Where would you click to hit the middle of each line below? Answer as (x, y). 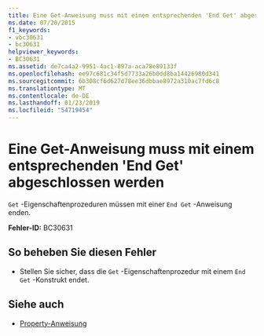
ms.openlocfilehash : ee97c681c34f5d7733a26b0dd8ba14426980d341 (114, 74)
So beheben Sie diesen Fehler (82, 252)
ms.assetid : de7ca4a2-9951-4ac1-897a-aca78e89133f (93, 67)
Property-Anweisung (53, 323)
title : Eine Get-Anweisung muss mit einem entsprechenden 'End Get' (123, 15)
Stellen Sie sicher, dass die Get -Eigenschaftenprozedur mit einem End (132, 271)
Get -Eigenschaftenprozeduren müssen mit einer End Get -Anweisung (120, 204)
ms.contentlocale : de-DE (49, 96)
